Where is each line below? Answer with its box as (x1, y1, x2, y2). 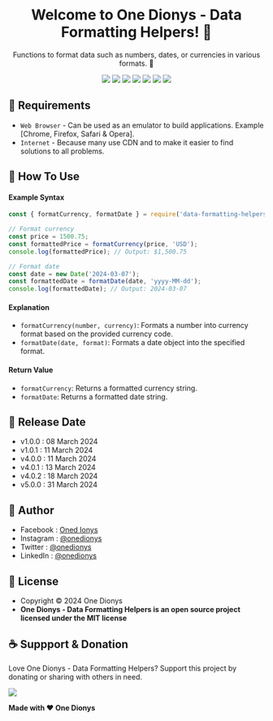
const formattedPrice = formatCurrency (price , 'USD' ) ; (8, 240, 198, 248)
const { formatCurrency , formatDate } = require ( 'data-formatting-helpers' (8, 210, 271, 218)
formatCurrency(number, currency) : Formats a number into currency (19, 321, 249, 330)
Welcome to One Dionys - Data (31, 6, 242, 24)
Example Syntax (8, 192, 65, 202)
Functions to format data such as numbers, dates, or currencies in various (12, 50, 261, 59)
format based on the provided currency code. (19, 329, 173, 339)
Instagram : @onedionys (19, 533, 102, 543)
